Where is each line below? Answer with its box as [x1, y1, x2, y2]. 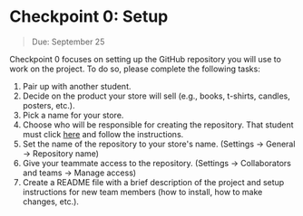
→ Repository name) [22, 147, 100, 159]
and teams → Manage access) [22, 167, 137, 178]
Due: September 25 [31, 36, 105, 47]
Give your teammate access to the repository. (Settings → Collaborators [22, 157, 292, 168]
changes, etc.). [22, 196, 80, 207]
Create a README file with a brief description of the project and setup [22, 176, 285, 187]
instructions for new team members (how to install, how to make [22, 186, 263, 197]
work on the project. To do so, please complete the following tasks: [9, 63, 260, 74]
